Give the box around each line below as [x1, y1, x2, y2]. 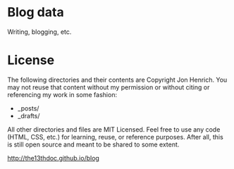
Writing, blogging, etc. [7, 27, 72, 36]
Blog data [7, 4, 65, 20]
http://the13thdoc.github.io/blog [7, 154, 100, 162]
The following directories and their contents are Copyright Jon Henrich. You [7, 75, 228, 84]
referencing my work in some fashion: [7, 90, 118, 99]
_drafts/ [17, 111, 40, 120]
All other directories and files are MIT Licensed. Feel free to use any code [7, 125, 221, 134]
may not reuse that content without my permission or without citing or [7, 82, 210, 92]
